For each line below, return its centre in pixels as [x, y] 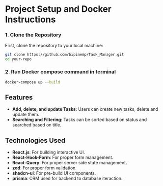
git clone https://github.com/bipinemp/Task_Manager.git [65, 55]
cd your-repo [18, 59]
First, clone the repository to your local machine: [54, 46]
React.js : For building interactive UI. [49, 152]
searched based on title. [37, 125]
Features [19, 97]
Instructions [30, 19]
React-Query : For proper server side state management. [69, 163]
